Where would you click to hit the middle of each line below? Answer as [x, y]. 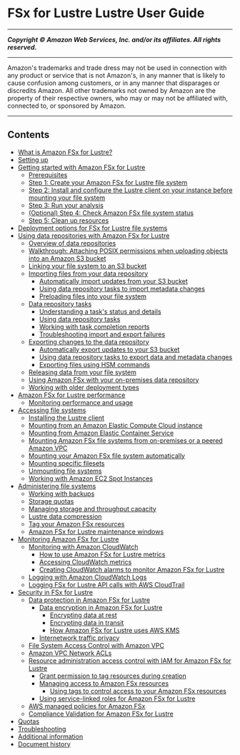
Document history [44, 744]
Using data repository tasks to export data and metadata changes [136, 357]
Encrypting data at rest [83, 615]
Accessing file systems [52, 410]
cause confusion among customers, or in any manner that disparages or [114, 83]
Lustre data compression [65, 516]
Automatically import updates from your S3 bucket [113, 281]
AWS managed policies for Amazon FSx [87, 706]
